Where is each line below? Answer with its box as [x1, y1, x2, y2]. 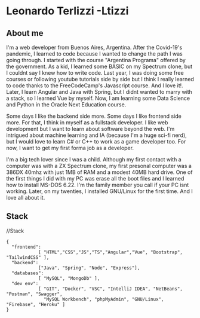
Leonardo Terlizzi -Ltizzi [6, 4, 129, 18]
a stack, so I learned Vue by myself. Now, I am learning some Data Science [6, 94, 190, 102]
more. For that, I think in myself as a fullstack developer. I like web [6, 119, 168, 126]
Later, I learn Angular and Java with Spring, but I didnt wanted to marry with [6, 88, 193, 95]
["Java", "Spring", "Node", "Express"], [38, 265, 140, 271]
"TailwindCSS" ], [6, 254, 50, 261]
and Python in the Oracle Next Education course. [6, 101, 127, 108]
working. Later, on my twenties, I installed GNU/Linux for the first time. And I [6, 188, 193, 195]
